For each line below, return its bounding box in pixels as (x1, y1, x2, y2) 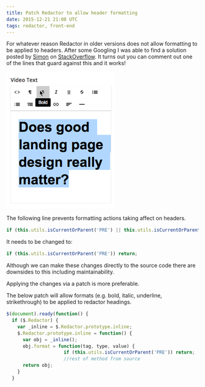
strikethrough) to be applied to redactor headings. (6, 299, 132, 306)
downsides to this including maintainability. (6, 268, 115, 275)
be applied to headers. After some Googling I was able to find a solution (6, 46, 187, 54)
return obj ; (22, 363, 53, 369)
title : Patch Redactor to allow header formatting (6, 10, 138, 16)
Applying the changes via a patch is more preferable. (6, 280, 140, 288)
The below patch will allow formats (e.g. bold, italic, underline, (6, 292, 162, 299)
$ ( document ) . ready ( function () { (6, 311, 88, 317)
